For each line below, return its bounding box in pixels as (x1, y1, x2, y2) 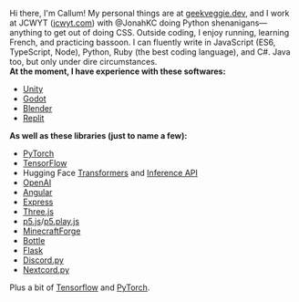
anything (9, 27, 43, 37)
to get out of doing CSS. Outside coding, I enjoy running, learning (44, 27, 290, 37)
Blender (22, 103, 53, 113)
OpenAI (22, 177, 52, 188)
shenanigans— (211, 17, 268, 28)
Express (22, 196, 54, 207)
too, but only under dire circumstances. (9, 57, 158, 67)
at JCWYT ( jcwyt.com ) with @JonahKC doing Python (9, 17, 210, 28)
